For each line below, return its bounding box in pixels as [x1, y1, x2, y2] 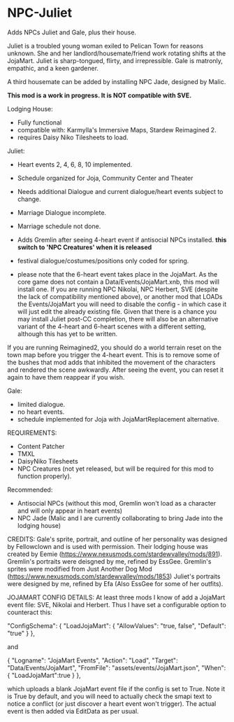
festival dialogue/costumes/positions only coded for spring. [17, 256, 189, 265]
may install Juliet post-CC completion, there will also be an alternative [17, 314, 219, 323]
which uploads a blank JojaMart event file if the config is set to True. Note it [7, 684, 226, 693]
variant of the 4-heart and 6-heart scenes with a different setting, [17, 322, 206, 331]
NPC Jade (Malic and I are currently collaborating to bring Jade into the [17, 513, 224, 522]
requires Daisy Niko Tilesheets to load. [17, 133, 129, 141]
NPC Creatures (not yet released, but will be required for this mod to [17, 464, 214, 473]
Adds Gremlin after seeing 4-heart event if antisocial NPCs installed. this [17, 235, 227, 244]
